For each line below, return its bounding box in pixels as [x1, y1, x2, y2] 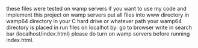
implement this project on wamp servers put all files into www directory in [6, 11, 190, 18]
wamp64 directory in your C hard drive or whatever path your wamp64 [6, 18, 182, 24]
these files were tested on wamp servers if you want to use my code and [6, 5, 187, 12]
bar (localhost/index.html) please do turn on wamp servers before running [6, 30, 190, 37]
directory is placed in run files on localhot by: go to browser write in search [6, 24, 193, 31]
